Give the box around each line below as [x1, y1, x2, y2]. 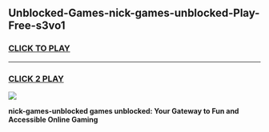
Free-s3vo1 [8, 19, 66, 33]
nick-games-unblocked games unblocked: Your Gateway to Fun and [8, 106, 239, 115]
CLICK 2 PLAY [8, 73, 64, 84]
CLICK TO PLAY [8, 43, 70, 54]
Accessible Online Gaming [8, 114, 98, 124]
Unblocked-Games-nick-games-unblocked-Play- [8, 6, 260, 20]
